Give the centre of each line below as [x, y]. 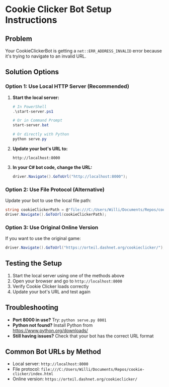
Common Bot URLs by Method [53, 352]
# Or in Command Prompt [37, 120]
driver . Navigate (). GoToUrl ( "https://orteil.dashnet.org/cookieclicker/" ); [85, 248]
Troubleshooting [32, 307]
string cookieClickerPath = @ [37, 210]
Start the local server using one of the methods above [68, 275]
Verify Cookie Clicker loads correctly [51, 286]
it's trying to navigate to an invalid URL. [46, 56]
